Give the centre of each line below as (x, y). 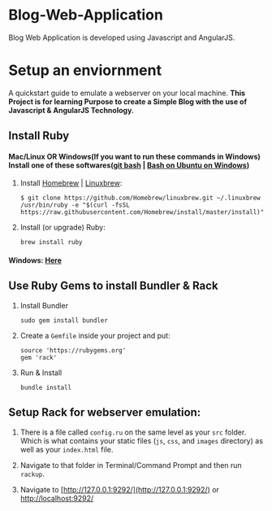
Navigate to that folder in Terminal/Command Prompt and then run (131, 465)
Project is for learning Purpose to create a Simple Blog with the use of (128, 101)
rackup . (32, 474)
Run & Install (41, 373)
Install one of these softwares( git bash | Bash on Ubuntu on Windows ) (129, 165)
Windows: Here (35, 260)
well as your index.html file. (67, 449)
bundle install (46, 387)
